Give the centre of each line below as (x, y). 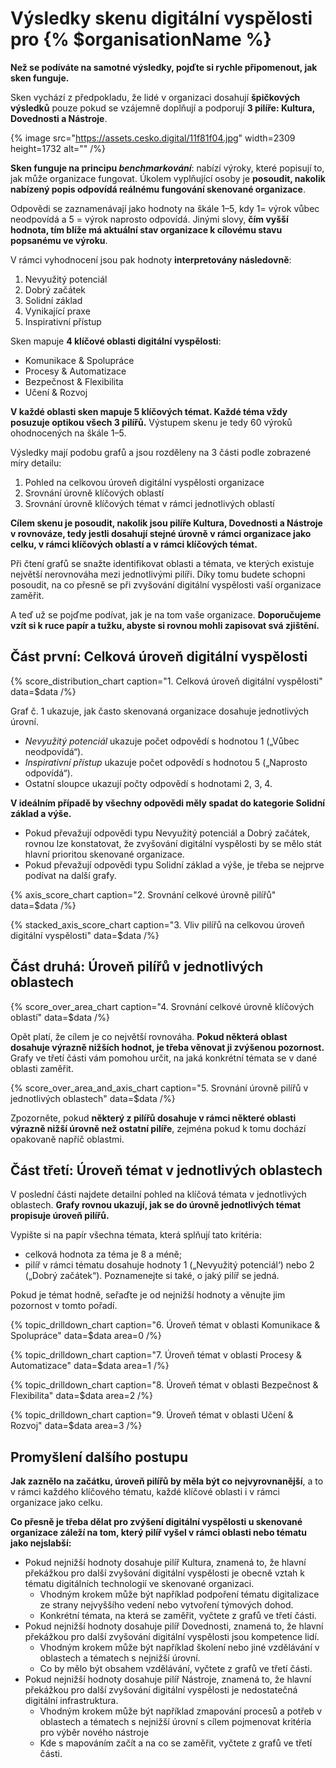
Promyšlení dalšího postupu (99, 1457)
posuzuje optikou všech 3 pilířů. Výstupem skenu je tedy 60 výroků (151, 422)
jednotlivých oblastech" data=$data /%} (93, 1098)
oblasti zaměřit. (42, 1068)
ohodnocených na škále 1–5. (68, 433)
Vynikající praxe (57, 311)
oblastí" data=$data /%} (60, 1017)
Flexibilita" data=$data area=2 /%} (81, 1396)
